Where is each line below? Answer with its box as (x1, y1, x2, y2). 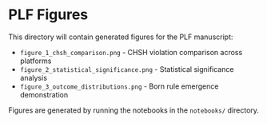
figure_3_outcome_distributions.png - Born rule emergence (19, 81, 219, 91)
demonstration (19, 89, 69, 99)
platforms (19, 56, 52, 65)
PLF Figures (8, 6, 89, 24)
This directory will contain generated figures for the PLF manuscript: (8, 32, 233, 42)
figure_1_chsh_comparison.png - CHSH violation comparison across (19, 47, 243, 57)
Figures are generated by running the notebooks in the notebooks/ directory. (8, 105, 260, 115)
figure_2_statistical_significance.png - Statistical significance (19, 64, 234, 73)
